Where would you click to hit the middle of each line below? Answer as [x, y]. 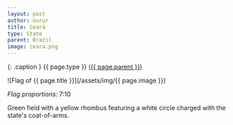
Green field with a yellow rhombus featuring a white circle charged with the [116, 108]
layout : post [26, 14]
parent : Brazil [30, 40]
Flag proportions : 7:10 [39, 94]
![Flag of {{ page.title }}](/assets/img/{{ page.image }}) [86, 81]
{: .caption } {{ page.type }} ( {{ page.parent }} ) [75, 67]
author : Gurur [28, 20]
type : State [25, 34]
